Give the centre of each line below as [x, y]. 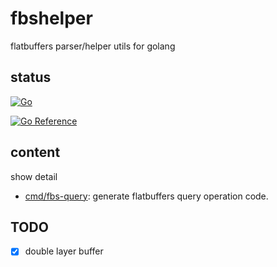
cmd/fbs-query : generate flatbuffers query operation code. [146, 196]
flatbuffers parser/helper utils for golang [93, 46]
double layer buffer [64, 251]
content [35, 152]
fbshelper [51, 18]
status [31, 77]
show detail [34, 176]
